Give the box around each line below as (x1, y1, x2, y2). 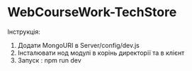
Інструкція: (7, 27, 41, 36)
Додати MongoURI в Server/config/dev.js (17, 41, 140, 49)
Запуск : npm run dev (17, 56, 81, 64)
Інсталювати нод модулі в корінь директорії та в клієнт (17, 49, 185, 57)
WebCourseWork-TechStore (7, 4, 177, 20)
